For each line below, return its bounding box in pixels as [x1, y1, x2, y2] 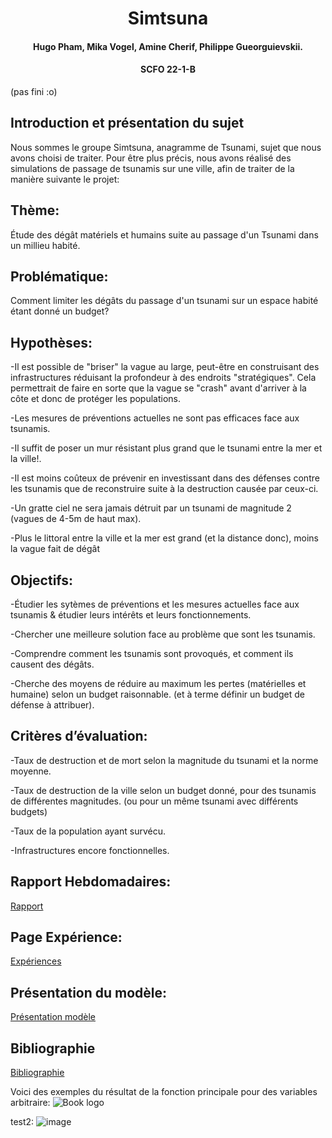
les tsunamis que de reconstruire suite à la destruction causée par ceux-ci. [10, 483, 319, 495]
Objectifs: [10, 572, 74, 589]
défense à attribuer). [10, 699, 95, 711]
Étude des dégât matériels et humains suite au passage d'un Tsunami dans [10, 228, 319, 241]
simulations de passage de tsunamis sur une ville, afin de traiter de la [10, 162, 295, 174]
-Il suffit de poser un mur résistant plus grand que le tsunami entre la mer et [10, 442, 323, 454]
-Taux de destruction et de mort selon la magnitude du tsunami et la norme [10, 754, 319, 766]
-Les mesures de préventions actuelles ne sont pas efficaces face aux [10, 412, 300, 424]
